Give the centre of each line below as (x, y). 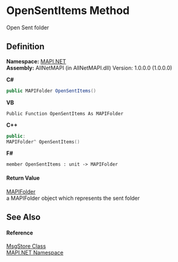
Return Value (23, 178)
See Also (23, 217)
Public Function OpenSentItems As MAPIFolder (65, 113)
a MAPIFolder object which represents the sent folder (73, 198)
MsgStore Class (26, 246)
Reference (20, 233)
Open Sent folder (28, 27)
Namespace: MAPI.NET (36, 61)
